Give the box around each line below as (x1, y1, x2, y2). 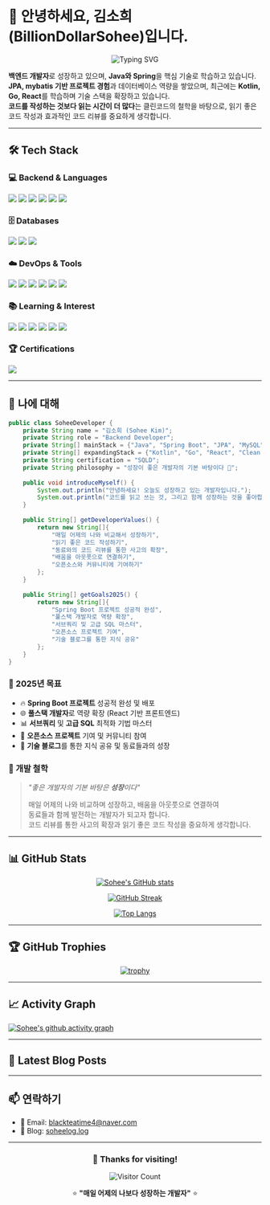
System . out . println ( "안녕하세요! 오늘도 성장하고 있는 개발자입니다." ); (37, 486, 252, 494)
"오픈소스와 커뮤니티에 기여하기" (51, 561, 143, 569)
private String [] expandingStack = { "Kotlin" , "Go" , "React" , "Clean (22, 449, 261, 457)
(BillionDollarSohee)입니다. (8, 27, 189, 46)
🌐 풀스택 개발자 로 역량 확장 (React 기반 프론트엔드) (19, 708, 181, 717)
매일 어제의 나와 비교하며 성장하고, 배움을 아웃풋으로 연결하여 (27, 800, 219, 810)
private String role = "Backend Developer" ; (22, 434, 174, 442)
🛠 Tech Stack (8, 144, 79, 157)
